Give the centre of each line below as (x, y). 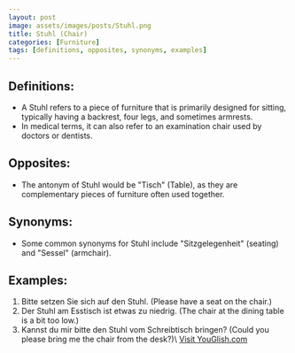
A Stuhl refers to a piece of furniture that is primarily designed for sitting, (154, 107)
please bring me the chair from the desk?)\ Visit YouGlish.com (134, 339)
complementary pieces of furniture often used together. (123, 194)
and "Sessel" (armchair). (66, 252)
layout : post (32, 17)
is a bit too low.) (50, 320)
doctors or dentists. (57, 135)
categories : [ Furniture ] (54, 42)
